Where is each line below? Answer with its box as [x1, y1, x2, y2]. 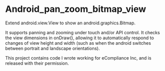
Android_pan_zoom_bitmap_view [5, 3, 146, 15]
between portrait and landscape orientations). [5, 45, 100, 51]
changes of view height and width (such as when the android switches [5, 40, 151, 46]
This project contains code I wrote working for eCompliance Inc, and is [5, 55, 151, 61]
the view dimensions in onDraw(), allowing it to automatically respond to [5, 35, 154, 41]
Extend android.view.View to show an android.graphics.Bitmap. [5, 20, 136, 26]
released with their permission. [5, 60, 69, 66]
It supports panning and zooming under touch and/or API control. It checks [5, 29, 160, 35]
